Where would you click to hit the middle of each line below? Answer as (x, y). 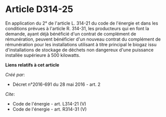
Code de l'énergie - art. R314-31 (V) (49, 109)
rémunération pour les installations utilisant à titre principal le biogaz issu (81, 44)
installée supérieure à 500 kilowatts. (43, 55)
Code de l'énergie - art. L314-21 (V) (49, 103)
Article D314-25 (39, 9)
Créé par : (15, 74)
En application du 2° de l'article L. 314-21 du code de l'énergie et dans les (82, 23)
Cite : (10, 94)
